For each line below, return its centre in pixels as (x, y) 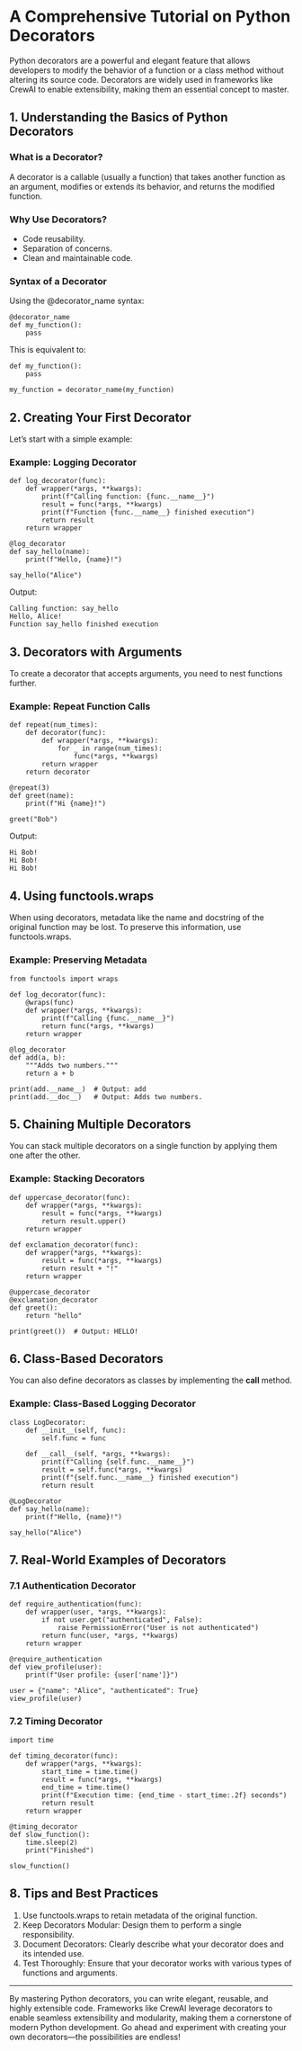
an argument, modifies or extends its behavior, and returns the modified (142, 186)
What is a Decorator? (56, 157)
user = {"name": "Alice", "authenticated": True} (104, 1691)
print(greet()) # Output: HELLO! (74, 1331)
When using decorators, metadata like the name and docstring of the (137, 918)
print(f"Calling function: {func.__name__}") (129, 497)
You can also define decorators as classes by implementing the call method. (151, 1380)
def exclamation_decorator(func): (74, 1245)
